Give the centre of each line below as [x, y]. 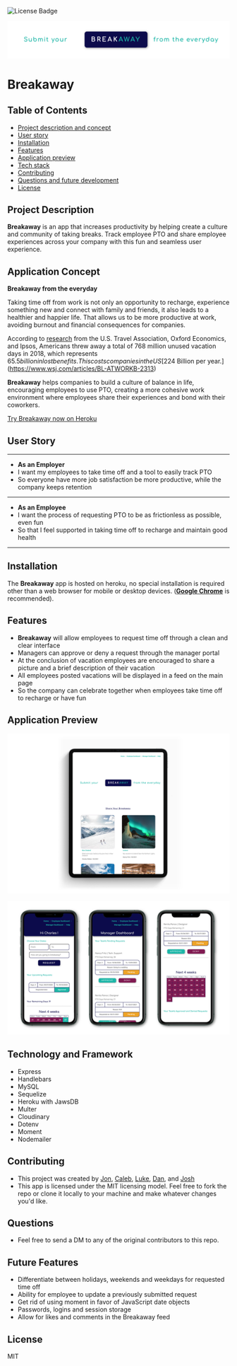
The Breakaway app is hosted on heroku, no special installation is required [116, 583]
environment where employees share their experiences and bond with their [116, 398]
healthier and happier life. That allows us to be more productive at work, [112, 318]
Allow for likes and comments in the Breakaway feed [94, 1317]
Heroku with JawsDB [48, 1101]
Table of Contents [48, 111]
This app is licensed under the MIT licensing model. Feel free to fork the [122, 1186]
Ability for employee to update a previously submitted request [107, 1295]
